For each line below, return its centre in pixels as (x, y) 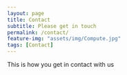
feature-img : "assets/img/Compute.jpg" (64, 39)
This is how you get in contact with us (61, 64)
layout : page (26, 13)
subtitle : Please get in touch (52, 26)
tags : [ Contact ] (30, 45)
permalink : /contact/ (38, 32)
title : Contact (29, 20)
